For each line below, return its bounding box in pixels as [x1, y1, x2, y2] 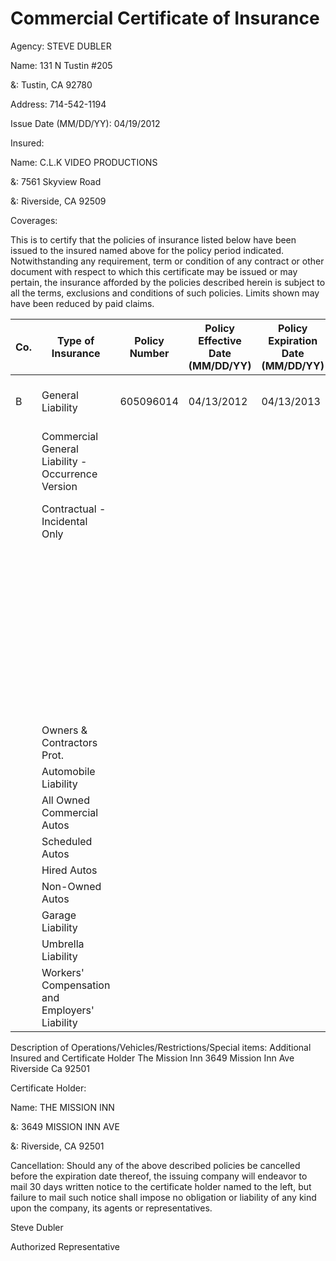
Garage [41, 908, 77, 922]
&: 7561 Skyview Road [10, 175, 102, 187]
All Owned [41, 793, 90, 807]
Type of [56, 333, 95, 347]
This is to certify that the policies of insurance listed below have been [10, 233, 297, 246]
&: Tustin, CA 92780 [10, 78, 93, 91]
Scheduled [41, 834, 93, 848]
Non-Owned [41, 879, 102, 893]
